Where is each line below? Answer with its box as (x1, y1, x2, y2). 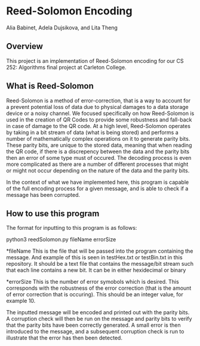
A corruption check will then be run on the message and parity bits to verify (6, 315, 192, 323)
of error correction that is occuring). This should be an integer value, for (6, 291, 183, 298)
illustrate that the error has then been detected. (6, 334, 122, 342)
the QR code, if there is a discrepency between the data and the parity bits (6, 148, 190, 155)
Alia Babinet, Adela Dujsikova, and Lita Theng (6, 24, 118, 31)
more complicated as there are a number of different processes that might (6, 160, 189, 168)
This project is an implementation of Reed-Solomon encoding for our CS (6, 57, 184, 64)
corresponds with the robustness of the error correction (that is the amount (6, 284, 192, 292)
